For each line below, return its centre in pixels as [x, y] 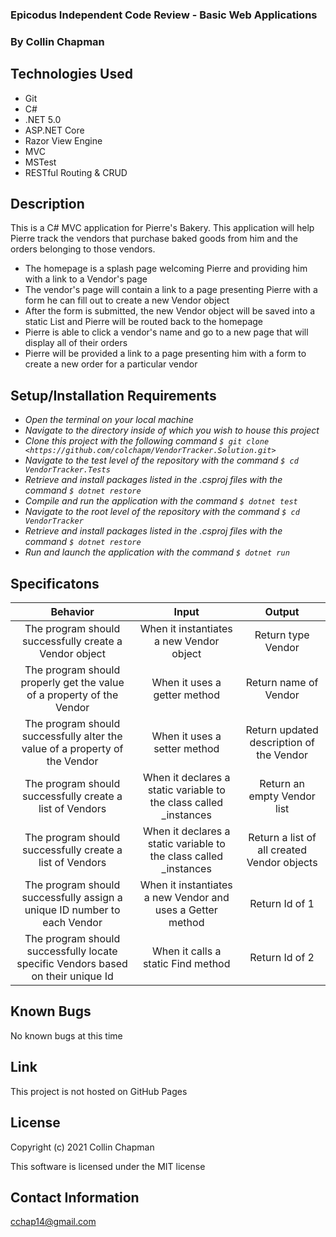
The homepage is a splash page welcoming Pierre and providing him [166, 269]
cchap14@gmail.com [53, 1222]
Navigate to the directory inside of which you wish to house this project [172, 430]
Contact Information [75, 1197]
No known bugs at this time [66, 1035]
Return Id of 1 [282, 904]
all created [282, 850]
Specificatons [55, 583]
